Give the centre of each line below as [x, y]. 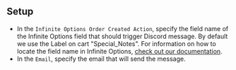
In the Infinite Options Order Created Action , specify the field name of [123, 28]
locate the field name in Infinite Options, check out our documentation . [120, 51]
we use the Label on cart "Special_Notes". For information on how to [116, 43]
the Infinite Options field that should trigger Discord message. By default [122, 36]
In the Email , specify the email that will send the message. [101, 59]
